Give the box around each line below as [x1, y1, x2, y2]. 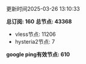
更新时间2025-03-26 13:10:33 [6, 5, 80, 12]
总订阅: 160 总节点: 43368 [6, 18, 72, 25]
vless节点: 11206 [14, 31, 56, 38]
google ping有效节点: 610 [6, 51, 70, 58]
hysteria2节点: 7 [14, 38, 55, 45]
